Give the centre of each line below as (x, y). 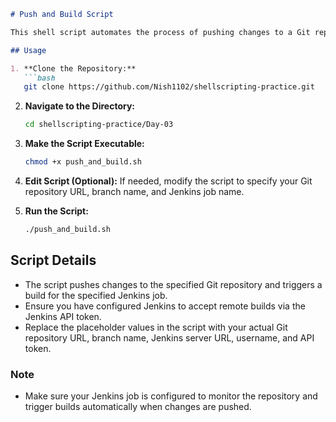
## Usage (28, 50)
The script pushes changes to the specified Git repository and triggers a (173, 284)
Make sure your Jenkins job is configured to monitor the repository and (171, 396)
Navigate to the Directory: (80, 106)
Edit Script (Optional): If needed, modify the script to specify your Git (168, 181)
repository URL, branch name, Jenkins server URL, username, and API (169, 337)
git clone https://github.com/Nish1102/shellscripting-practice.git (169, 87)
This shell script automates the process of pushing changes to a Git (160, 32)
